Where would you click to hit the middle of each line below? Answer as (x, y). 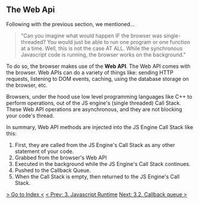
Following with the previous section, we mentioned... (70, 24)
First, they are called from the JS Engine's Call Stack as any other (95, 145)
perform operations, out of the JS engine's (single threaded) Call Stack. (94, 103)
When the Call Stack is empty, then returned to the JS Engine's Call (97, 176)
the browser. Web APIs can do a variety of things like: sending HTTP (90, 72)
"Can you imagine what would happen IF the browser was (91, 36)
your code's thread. (30, 115)
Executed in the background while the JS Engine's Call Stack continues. (103, 164)
